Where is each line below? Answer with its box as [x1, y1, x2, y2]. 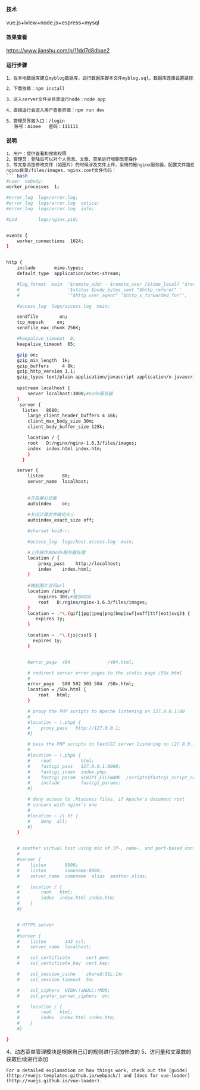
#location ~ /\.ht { [27, 813, 79, 819]
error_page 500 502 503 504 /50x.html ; [27, 681, 135, 687]
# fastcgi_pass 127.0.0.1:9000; [27, 763, 121, 769]
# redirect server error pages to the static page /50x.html [27, 670, 183, 676]
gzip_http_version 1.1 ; [17, 368, 76, 374]
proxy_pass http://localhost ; [37, 560, 121, 567]
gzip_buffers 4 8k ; [17, 363, 76, 369]
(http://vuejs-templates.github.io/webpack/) [6, 1072, 121, 1079]
